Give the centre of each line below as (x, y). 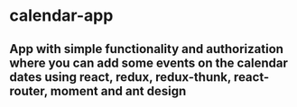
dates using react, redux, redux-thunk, (121, 77)
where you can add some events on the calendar (149, 62)
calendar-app (61, 16)
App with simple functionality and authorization (147, 49)
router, (28, 91)
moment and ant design (118, 91)
